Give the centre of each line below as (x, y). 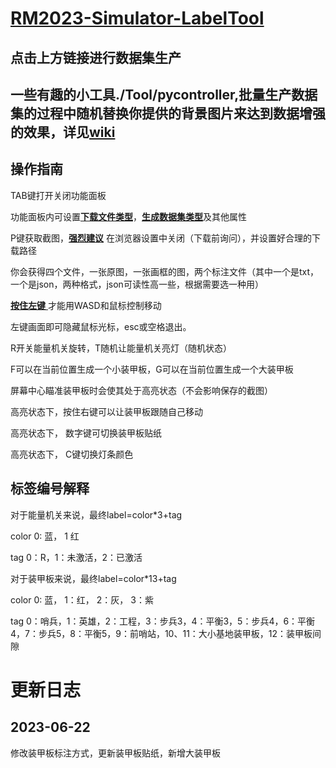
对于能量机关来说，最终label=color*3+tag (96, 514)
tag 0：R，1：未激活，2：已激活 (76, 557)
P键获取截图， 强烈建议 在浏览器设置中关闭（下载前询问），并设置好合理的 (161, 238)
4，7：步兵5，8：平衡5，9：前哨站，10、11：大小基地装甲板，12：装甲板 (161, 633)
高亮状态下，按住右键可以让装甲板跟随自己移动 (106, 411)
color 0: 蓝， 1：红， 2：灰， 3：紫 (82, 599)
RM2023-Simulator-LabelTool (137, 18)
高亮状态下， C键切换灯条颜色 (72, 454)
